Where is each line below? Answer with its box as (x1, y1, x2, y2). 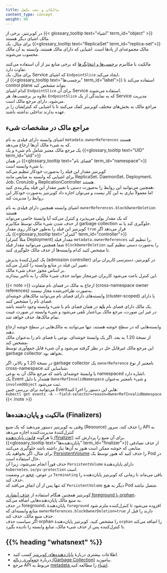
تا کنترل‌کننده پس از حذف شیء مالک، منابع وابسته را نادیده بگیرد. (5, 524, 125, 530)
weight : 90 (5, 16, 28, 21)
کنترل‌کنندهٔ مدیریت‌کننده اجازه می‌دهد (5, 429, 74, 435)
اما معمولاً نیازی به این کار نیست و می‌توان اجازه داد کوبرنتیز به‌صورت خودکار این (5, 190, 153, 196)
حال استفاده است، (5, 456, 40, 462)
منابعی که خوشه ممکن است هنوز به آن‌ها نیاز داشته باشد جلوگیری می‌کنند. (5, 445, 142, 451)
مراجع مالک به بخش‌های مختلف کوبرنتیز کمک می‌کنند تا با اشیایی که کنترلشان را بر (5, 103, 157, 110)
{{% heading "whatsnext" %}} (5, 538, 103, 547)
